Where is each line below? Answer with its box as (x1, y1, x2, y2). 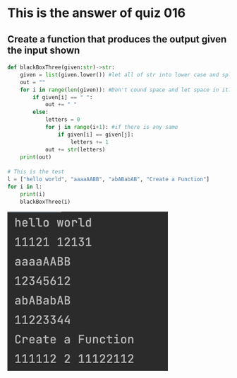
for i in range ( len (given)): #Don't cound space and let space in (20, 86, 219, 93)
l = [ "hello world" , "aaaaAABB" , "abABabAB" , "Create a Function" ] (7, 176, 210, 183)
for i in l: (7, 183, 42, 190)
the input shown (7, 44, 80, 56)
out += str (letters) (44, 146, 106, 153)
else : (32, 108, 49, 116)
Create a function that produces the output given (7, 33, 227, 45)
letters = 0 (44, 116, 80, 123)
